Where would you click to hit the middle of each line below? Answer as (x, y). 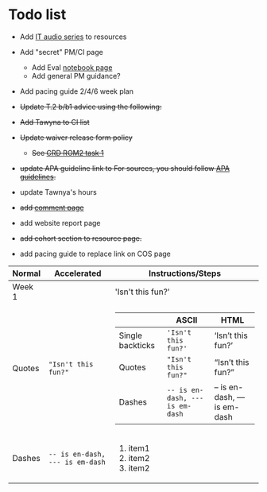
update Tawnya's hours (58, 192)
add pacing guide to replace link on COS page (95, 254)
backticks (137, 345)
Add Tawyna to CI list (54, 122)
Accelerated (78, 273)
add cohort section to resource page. (81, 238)
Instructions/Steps (184, 273)
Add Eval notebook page (72, 67)
